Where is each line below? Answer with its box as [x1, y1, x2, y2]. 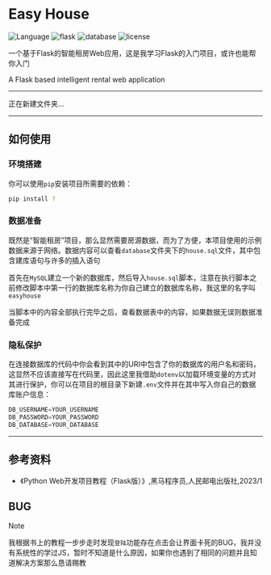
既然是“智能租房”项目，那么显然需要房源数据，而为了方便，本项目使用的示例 [8, 235, 262, 245]
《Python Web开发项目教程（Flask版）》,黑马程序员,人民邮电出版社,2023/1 [19, 476, 263, 485]
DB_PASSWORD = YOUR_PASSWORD [8, 413, 99, 421]
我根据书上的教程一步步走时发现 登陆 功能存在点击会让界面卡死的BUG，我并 [8, 538, 255, 548]
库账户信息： [8, 390, 51, 400]
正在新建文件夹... [8, 99, 65, 108]
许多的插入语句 [50, 256, 101, 265]
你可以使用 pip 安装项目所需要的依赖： [8, 179, 133, 188]
